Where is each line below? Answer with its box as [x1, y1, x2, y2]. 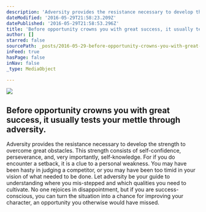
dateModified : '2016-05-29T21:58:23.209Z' [6, 15, 116, 21]
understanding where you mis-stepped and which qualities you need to [6, 180, 187, 187]
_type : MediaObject [6, 65, 56, 72]
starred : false [6, 37, 45, 43]
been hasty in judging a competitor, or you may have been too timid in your [6, 166, 196, 174]
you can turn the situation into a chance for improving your [35, 192, 184, 200]
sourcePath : [6, 43, 37, 49]
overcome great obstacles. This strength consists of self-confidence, [6, 147, 181, 155]
